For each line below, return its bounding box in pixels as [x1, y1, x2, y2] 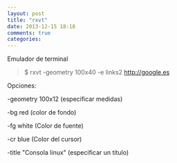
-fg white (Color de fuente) [7, 122, 84, 130]
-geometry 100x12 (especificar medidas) [7, 95, 123, 104]
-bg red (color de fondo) [7, 108, 77, 117]
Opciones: [7, 81, 37, 90]
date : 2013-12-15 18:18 [7, 23, 76, 30]
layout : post [7, 10, 45, 17]
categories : [7, 36, 41, 43]
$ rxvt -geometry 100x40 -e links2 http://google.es [24, 68, 170, 77]
